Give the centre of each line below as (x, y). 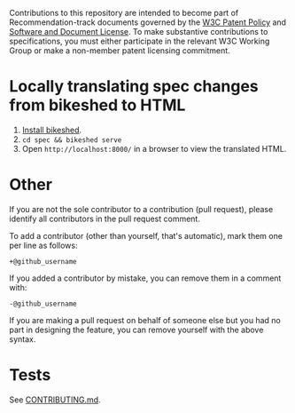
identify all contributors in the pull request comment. (105, 218)
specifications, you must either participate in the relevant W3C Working (140, 41)
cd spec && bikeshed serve (72, 140)
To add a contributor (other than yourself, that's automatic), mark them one (146, 235)
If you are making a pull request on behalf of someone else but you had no (145, 320)
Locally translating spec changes (134, 87)
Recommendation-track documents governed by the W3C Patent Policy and (147, 22)
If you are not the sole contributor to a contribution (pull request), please (141, 209)
